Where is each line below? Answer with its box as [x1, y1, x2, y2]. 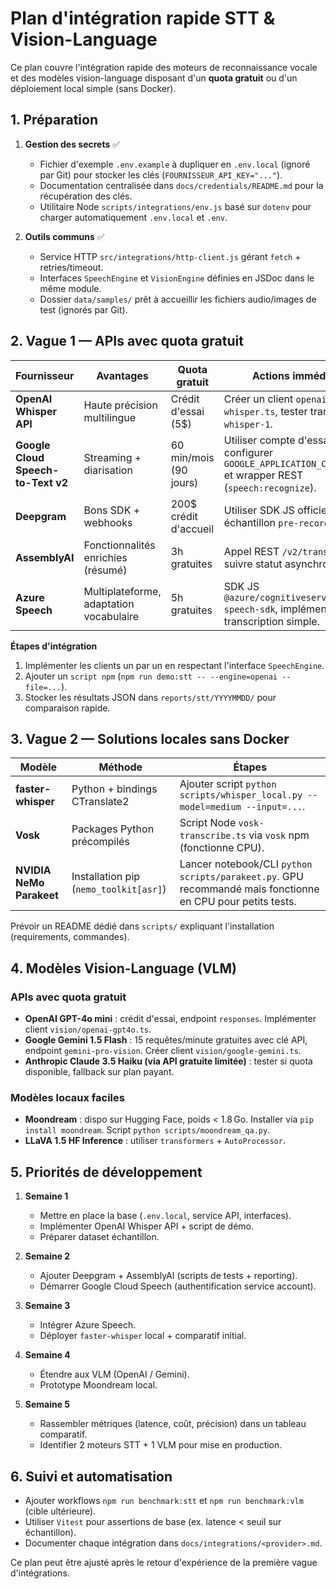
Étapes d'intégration [10, 640, 98, 652]
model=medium [179, 802, 242, 813]
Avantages [96, 368, 149, 382]
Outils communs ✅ [24, 230, 105, 242]
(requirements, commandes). [10, 931, 130, 943]
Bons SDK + [83, 503, 141, 517]
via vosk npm [248, 828, 310, 842]
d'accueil [170, 522, 215, 536]
